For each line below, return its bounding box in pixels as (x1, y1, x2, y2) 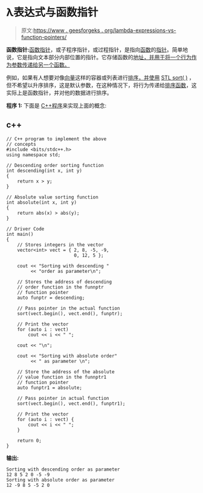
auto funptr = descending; (17, 295, 85, 301)
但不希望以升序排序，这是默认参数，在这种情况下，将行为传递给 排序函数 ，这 (6, 81, 197, 88)
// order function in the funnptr (17, 284, 104, 290)
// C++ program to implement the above (6, 135, 107, 142)
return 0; (17, 437, 42, 443)
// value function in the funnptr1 (17, 374, 107, 380)
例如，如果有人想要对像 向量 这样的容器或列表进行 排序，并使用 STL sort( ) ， (6, 74, 195, 81)
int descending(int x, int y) (6, 168, 83, 174)
